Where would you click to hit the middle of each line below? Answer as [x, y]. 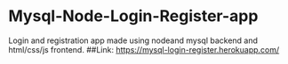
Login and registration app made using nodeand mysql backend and [133, 40]
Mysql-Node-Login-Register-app [133, 16]
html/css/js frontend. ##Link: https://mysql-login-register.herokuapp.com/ [144, 49]
